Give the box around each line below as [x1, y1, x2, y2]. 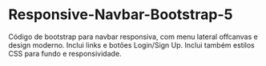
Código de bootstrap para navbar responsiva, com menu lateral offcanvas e [8, 32, 258, 41]
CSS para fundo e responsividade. [8, 49, 122, 58]
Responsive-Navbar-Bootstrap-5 [8, 6, 233, 24]
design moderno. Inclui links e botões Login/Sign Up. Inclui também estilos [8, 40, 255, 49]
